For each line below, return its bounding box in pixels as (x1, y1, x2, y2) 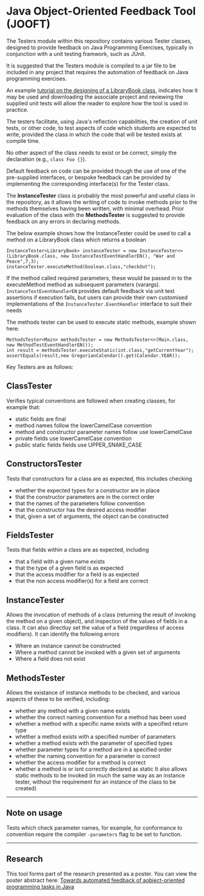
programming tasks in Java (6, 883, 75, 890)
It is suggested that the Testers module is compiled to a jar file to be (6, 62, 176, 69)
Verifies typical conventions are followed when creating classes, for (6, 397, 176, 404)
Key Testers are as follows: (6, 363, 74, 370)
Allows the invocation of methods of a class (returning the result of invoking (6, 611, 196, 618)
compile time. (6, 137, 41, 144)
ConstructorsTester (6, 459, 83, 469)
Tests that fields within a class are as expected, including (6, 546, 149, 554)
